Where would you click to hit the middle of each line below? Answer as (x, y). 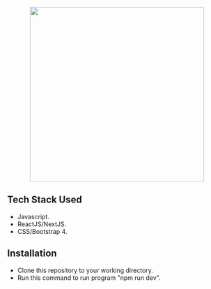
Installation (32, 254)
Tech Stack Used (45, 200)
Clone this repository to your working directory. (85, 270)
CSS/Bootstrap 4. (42, 231)
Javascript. (33, 216)
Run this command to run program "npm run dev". (89, 277)
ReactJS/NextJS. (42, 224)
